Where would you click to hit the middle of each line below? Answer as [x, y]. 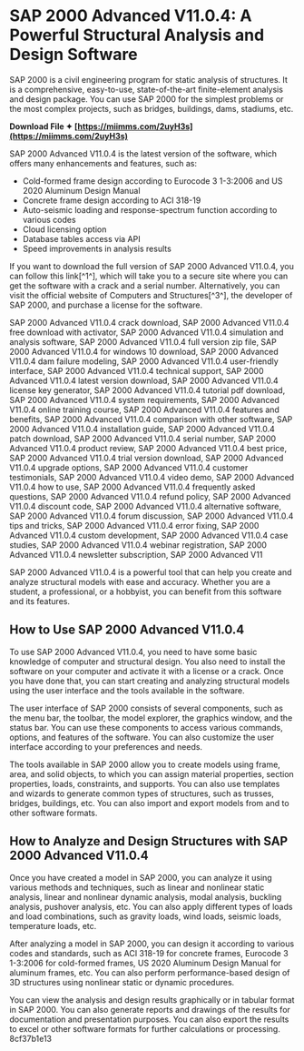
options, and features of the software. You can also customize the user [142, 737]
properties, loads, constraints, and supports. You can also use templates [145, 783]
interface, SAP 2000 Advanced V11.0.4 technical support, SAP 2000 [137, 370]
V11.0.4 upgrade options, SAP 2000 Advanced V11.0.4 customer [129, 467]
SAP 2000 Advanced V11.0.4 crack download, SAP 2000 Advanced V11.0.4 [149, 322]
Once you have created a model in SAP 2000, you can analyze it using [141, 877]
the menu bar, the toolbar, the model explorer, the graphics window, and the [151, 718]
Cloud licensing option [64, 229]
